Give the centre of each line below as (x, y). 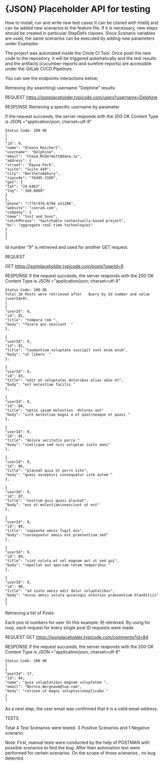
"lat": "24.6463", (24, 186)
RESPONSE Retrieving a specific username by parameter (62, 107)
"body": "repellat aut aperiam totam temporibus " (58, 565)
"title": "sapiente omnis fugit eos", (45, 531)
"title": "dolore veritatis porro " (42, 440)
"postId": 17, (20, 674)
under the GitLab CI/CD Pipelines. (39, 69)
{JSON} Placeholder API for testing (78, 9)
